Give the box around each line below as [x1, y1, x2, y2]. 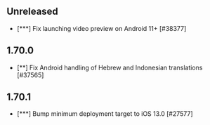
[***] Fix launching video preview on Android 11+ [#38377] [16, 24, 187, 32]
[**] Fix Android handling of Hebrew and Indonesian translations [16, 63, 203, 72]
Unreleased [6, 6, 59, 18]
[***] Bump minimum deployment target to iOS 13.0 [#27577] [16, 110, 194, 118]
